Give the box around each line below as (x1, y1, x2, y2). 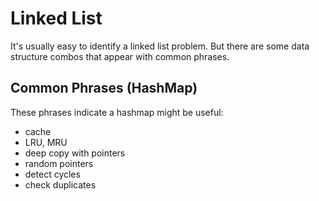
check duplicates (24, 178, 97, 191)
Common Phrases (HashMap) (10, 80, 198, 97)
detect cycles (24, 168, 81, 180)
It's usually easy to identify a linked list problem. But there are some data (10, 40, 310, 52)
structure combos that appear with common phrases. (10, 50, 230, 62)
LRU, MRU (24, 136, 68, 148)
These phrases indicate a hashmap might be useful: (10, 106, 224, 118)
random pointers (24, 157, 94, 169)
